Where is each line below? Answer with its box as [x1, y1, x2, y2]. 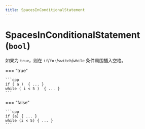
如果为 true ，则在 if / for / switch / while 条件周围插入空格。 [5, 57, 126, 63]
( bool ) [5, 40, 30, 51]
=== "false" [5, 99, 30, 105]
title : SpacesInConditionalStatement [5, 7, 85, 13]
